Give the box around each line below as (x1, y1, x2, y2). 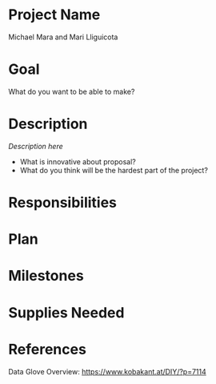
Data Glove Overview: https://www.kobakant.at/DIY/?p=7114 (8, 366, 206, 376)
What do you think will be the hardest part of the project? (19, 165, 208, 175)
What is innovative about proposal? (19, 156, 136, 166)
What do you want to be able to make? (8, 87, 135, 96)
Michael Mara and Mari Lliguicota (8, 32, 118, 42)
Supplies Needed (8, 303, 125, 321)
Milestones (8, 267, 84, 285)
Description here (8, 141, 63, 151)
